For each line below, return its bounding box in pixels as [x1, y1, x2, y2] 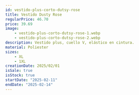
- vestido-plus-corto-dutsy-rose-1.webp [14, 31, 101, 36]
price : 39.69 [5, 21, 33, 27]
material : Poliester [5, 45, 49, 50]
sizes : [5, 49, 19, 54]
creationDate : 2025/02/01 [5, 63, 60, 68]
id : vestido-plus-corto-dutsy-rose [5, 7, 80, 13]
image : [5, 26, 19, 31]
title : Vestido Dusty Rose [5, 12, 62, 17]
